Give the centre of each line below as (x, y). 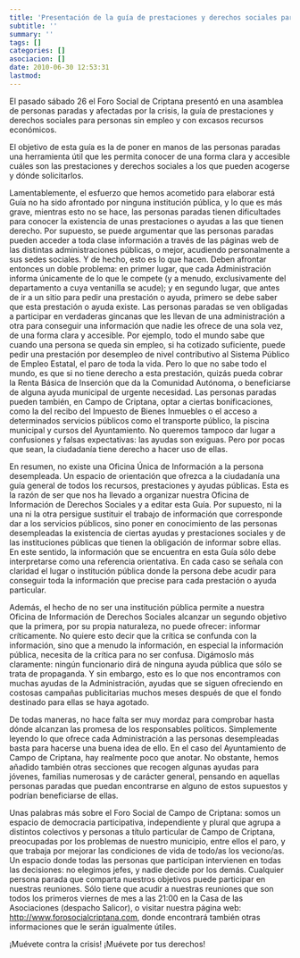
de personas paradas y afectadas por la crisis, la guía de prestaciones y (142, 110)
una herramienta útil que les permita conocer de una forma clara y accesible (150, 156)
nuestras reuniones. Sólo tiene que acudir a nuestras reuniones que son (142, 888)
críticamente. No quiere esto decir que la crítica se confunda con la (133, 635)
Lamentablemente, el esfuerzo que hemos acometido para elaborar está (142, 192)
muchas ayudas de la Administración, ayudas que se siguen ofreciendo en (146, 683)
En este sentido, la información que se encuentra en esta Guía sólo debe (143, 551)
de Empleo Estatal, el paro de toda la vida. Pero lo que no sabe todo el (138, 364)
